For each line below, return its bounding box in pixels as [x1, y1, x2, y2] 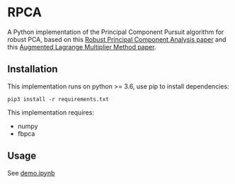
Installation [7, 63, 58, 75]
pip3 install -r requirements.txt [7, 96, 110, 103]
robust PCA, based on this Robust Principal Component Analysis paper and [7, 35, 227, 43]
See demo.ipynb [7, 168, 55, 177]
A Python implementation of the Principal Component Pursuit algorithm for [7, 28, 224, 36]
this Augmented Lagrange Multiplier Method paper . [7, 42, 156, 51]
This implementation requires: [7, 108, 94, 117]
